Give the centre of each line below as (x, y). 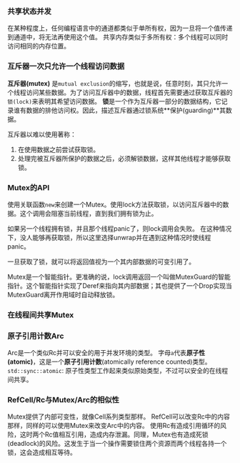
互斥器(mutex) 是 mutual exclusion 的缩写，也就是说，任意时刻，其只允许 (115, 83)
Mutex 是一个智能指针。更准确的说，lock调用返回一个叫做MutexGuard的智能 (119, 277)
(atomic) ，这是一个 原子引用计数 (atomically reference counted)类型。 (110, 362)
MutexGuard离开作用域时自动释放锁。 (63, 294)
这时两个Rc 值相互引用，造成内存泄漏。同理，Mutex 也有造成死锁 (114, 434)
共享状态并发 (30, 11)
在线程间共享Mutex (41, 314)
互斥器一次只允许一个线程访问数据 (66, 66)
